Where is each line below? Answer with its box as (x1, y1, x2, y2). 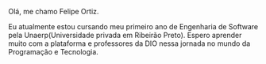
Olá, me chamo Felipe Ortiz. (8, 7, 99, 16)
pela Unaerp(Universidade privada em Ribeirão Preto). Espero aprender (8, 31, 242, 40)
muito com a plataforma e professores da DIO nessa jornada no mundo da (8, 39, 251, 48)
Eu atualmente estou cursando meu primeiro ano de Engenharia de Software (8, 22, 259, 31)
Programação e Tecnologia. (8, 47, 99, 56)
